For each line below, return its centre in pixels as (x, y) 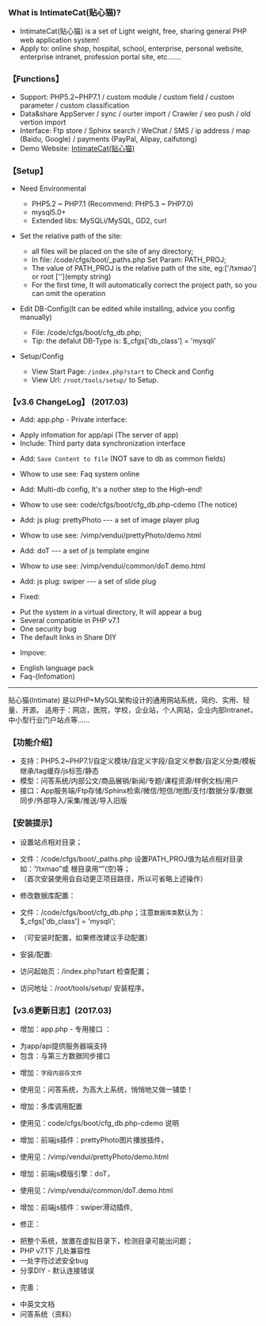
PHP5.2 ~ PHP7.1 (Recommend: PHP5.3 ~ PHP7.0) (112, 203)
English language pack (57, 668)
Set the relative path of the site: (71, 236)
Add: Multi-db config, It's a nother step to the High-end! (111, 489)
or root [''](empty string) (71, 276)
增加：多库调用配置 (51, 1107)
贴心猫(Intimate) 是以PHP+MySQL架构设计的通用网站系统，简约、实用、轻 (129, 700)
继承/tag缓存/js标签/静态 (59, 771)
